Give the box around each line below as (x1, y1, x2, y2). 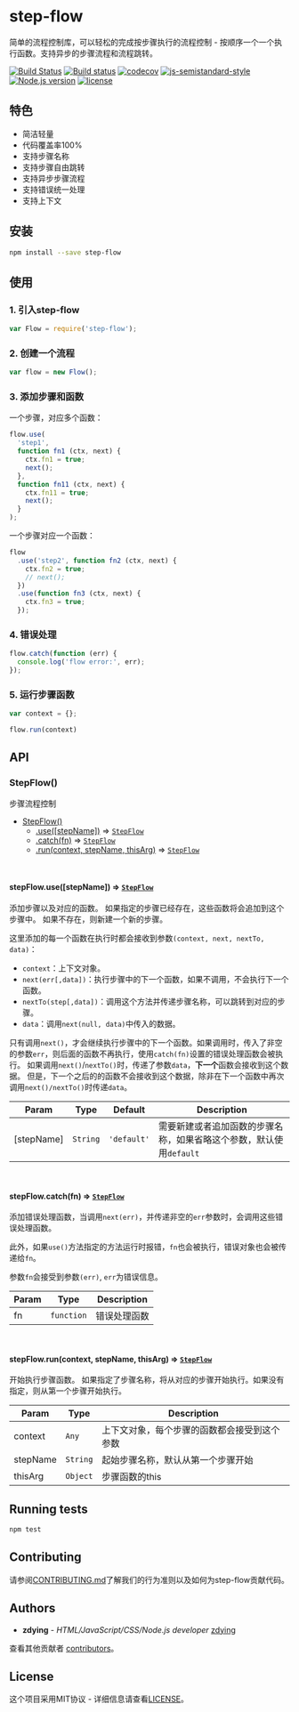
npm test (9, 1525, 42, 1534)
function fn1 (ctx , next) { (17, 447, 122, 456)
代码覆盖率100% (21, 140, 83, 150)
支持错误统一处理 (21, 184, 85, 195)
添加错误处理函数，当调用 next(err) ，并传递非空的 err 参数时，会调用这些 (9, 1212, 276, 1223)
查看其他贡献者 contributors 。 (9, 1643, 119, 1653)
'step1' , (17, 439, 50, 448)
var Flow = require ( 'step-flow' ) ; (9, 325, 138, 334)
